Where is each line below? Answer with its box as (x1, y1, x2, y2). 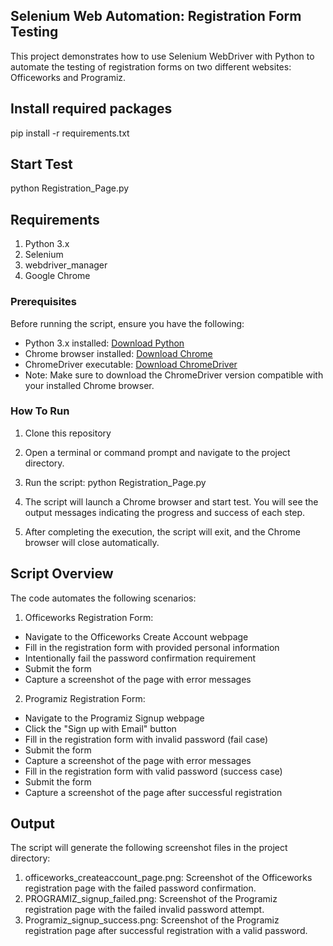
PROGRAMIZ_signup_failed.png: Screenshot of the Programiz (24, 893, 278, 905)
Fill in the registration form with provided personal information (24, 641, 280, 653)
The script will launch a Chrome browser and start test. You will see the (24, 495, 319, 508)
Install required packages (10, 100, 173, 118)
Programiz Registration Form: (24, 692, 146, 704)
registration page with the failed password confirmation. (24, 882, 257, 894)
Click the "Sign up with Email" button (24, 722, 177, 734)
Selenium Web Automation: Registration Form (10, 8, 302, 25)
